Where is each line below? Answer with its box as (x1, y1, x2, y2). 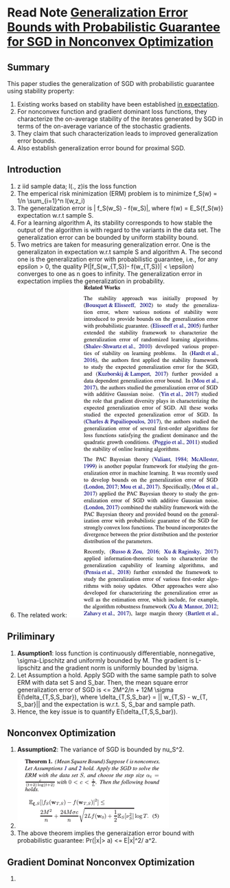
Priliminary (7, 630, 55, 643)
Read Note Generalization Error (7, 5, 188, 21)
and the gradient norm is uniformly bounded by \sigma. (42, 663, 199, 672)
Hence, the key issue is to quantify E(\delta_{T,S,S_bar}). (16, 707, 178, 716)
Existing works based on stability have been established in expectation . (16, 100, 220, 108)
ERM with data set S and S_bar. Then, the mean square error (16, 678, 189, 686)
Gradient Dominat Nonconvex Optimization (7, 856, 195, 868)
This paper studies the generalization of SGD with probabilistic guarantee (7, 80, 215, 87)
